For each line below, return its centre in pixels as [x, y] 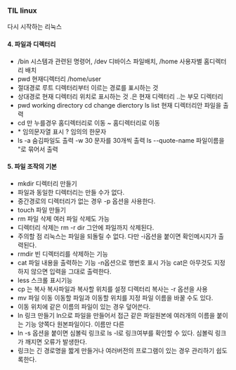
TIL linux [22, 11]
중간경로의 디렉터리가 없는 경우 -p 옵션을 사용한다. [86, 201]
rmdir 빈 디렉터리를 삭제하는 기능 [63, 254]
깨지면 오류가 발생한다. [56, 342]
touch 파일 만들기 [42, 210]
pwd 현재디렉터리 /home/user [59, 79]
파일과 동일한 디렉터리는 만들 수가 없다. [71, 192]
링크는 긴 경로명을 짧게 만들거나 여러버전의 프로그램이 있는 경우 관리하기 [116, 350]
